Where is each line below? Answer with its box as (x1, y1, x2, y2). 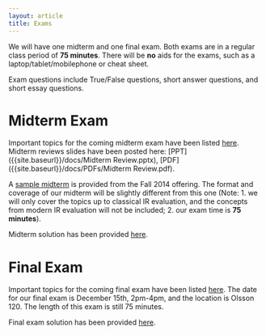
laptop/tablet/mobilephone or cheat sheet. (8, 58, 150, 69)
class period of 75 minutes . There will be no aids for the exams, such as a (8, 50, 255, 60)
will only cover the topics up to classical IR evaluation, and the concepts (8, 197, 248, 206)
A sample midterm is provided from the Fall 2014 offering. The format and (8, 180, 254, 189)
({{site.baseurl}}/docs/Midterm (8, 155, 112, 165)
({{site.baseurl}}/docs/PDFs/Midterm (8, 163, 132, 174)
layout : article (8, 11, 63, 20)
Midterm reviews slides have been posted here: (8, 146, 167, 156)
